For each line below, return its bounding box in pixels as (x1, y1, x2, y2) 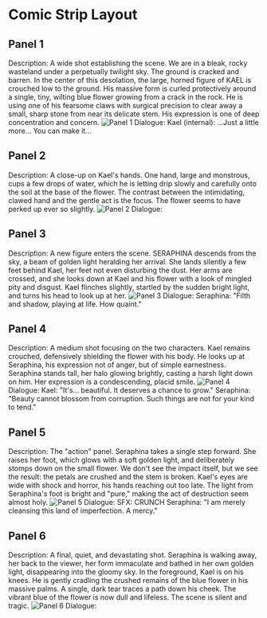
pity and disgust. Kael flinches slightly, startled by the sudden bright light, (8, 282, 249, 291)
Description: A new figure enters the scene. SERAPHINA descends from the (8, 248, 257, 258)
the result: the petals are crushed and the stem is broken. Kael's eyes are (8, 472, 249, 482)
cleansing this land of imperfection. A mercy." (8, 506, 158, 515)
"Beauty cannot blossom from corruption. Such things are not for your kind (8, 394, 255, 404)
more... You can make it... (8, 126, 92, 135)
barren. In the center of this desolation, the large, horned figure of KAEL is (8, 76, 252, 84)
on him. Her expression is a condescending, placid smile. (8, 377, 196, 387)
